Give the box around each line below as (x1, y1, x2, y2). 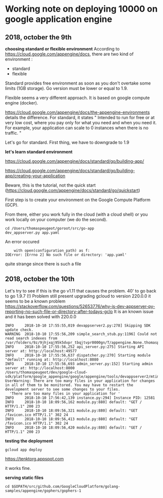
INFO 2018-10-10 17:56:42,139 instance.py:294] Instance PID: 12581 (5, 395, 155, 400)
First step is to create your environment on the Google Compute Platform (5, 197, 150, 203)
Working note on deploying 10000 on (5, 3, 158, 15)
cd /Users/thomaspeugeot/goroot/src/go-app (5, 226, 95, 231)
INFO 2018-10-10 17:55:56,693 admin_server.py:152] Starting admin (5, 361, 153, 366)
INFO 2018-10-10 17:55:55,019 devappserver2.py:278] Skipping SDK (5, 323, 151, 328)
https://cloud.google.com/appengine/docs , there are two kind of (5, 51, 134, 57)
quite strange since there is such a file (5, 261, 81, 267)
